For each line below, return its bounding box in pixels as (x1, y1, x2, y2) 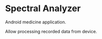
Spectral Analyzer (5, 3, 81, 14)
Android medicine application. (5, 19, 66, 25)
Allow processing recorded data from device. (5, 28, 98, 34)
